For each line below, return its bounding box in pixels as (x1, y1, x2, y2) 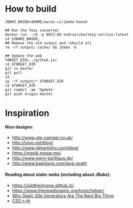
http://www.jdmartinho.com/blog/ (12, 145, 79, 151)
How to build (5, 3, 57, 15)
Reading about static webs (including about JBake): (5, 171, 111, 177)
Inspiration (5, 108, 49, 119)
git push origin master (5, 91, 53, 96)
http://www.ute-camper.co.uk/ (12, 135, 73, 141)
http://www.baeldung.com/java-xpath (12, 160, 87, 166)
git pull (5, 70, 23, 75)
